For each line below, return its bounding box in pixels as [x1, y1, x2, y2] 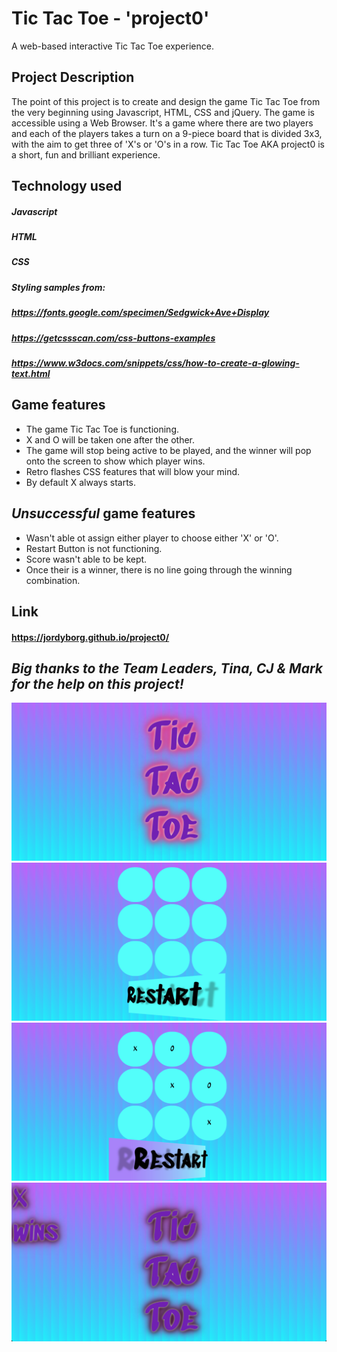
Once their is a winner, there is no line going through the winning [25, 563, 293, 576]
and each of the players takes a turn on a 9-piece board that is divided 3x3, [11, 127, 323, 139]
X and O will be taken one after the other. [25, 433, 196, 446]
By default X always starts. [25, 476, 137, 488]
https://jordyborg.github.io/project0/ [11, 631, 170, 643]
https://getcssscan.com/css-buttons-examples [11, 332, 216, 344]
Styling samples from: [11, 281, 106, 293]
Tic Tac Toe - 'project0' [11, 7, 210, 30]
